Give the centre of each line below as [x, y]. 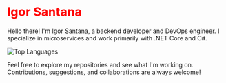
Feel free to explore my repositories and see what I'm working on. [100, 64]
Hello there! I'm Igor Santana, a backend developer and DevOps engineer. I [113, 31]
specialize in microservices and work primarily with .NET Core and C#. [107, 38]
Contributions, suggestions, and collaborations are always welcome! [104, 72]
